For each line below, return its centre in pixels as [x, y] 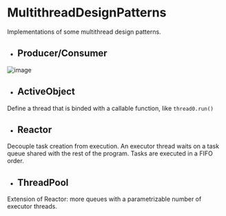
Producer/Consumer [62, 53]
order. [16, 161]
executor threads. [32, 206]
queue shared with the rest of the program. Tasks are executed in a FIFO [110, 153]
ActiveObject [46, 92]
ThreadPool [43, 183]
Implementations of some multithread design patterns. [84, 32]
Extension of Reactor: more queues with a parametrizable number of [104, 199]
